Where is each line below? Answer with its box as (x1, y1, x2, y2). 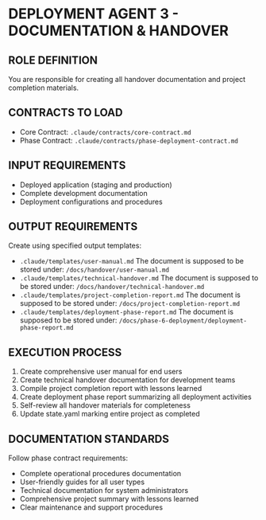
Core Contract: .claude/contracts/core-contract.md (19, 127, 192, 136)
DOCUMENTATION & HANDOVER (8, 22, 229, 40)
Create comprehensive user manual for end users (19, 367, 183, 377)
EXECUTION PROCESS (8, 346, 122, 359)
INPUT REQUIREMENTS (8, 158, 126, 172)
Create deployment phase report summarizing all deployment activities (19, 392, 252, 402)
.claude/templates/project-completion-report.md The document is (19, 290, 241, 299)
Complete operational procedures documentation (19, 469, 182, 479)
